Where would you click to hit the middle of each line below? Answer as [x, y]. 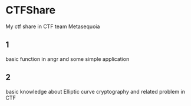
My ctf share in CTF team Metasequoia [53, 26]
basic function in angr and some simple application [67, 59]
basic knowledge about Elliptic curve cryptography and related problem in [95, 91]
